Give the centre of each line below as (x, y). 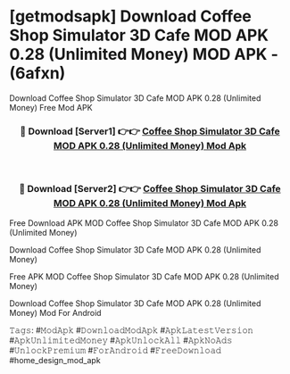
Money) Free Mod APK (51, 107)
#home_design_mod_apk (55, 360)
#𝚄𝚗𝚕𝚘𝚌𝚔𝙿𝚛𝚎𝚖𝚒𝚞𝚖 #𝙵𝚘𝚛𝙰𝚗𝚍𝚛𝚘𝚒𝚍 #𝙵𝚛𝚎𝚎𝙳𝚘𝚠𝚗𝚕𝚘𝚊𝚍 (115, 350)
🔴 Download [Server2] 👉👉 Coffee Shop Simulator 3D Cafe (150, 189)
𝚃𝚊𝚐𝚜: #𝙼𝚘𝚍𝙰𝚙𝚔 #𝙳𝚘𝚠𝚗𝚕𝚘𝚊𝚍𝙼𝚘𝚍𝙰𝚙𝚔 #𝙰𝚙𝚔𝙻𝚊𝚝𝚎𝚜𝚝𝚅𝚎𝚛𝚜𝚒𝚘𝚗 (132, 330)
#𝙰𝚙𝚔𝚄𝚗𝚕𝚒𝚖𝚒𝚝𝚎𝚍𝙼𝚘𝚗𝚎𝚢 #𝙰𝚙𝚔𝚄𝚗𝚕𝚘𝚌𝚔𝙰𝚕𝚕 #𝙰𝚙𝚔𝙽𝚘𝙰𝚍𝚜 (121, 340)
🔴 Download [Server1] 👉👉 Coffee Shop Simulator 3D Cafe (150, 131)
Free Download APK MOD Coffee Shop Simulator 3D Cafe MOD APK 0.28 (144, 223)
